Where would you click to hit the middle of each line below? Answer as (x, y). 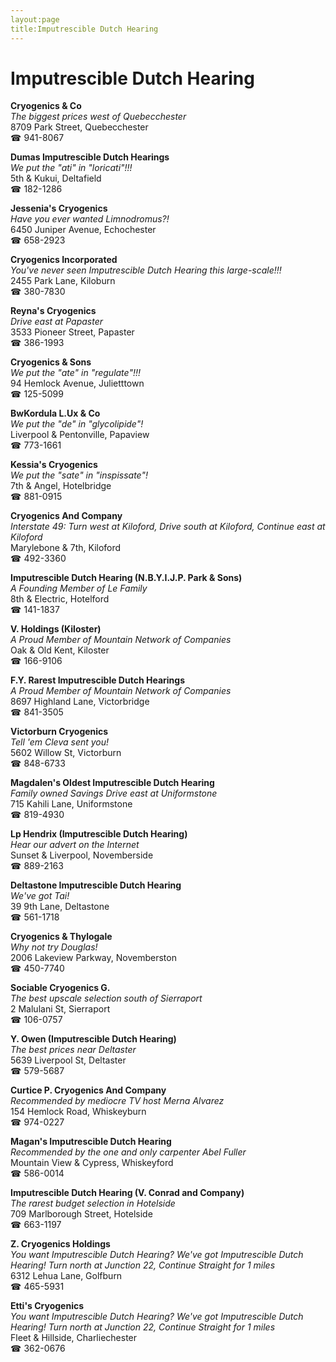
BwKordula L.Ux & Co (55, 413)
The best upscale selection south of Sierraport (106, 998)
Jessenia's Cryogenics (59, 208)
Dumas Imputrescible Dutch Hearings (90, 157)
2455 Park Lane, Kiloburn (63, 281)
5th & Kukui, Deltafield (56, 178)
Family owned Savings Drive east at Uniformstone (114, 793)
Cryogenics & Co (46, 106)
